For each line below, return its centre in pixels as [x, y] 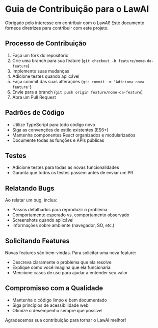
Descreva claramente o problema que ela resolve [62, 262]
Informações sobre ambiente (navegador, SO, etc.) [63, 226]
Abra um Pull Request [34, 97]
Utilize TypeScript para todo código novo [54, 125]
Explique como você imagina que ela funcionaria [61, 267]
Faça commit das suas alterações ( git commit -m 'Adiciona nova [78, 81]
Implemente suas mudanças [41, 71]
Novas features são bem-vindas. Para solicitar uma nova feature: [71, 253]
